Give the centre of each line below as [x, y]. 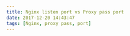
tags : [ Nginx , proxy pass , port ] [49, 23]
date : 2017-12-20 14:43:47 [41, 18]
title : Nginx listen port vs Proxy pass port [65, 12]
